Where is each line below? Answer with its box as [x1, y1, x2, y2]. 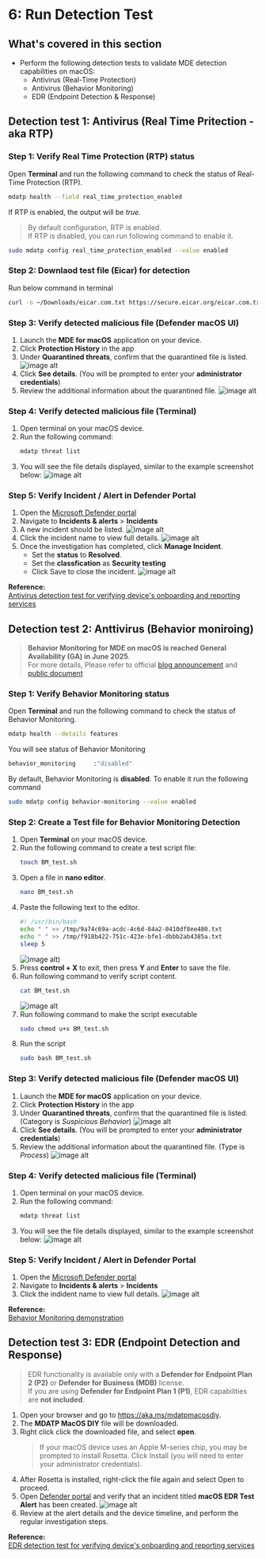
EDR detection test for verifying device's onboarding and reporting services [8, 1541, 255, 1550]
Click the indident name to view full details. [19, 1289, 160, 1299]
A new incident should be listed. [19, 525, 124, 535]
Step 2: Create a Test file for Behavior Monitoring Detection [8, 817, 241, 828]
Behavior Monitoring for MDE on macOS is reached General [27, 643, 227, 653]
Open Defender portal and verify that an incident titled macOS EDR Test [19, 1491, 255, 1501]
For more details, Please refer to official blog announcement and [27, 660, 237, 670]
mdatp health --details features [8, 730, 119, 739]
